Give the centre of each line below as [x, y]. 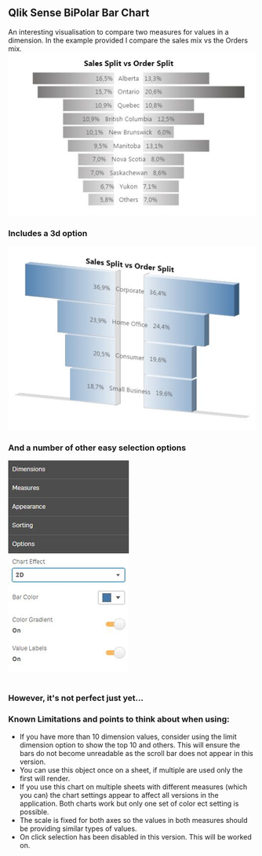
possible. [34, 812]
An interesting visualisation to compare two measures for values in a [118, 31]
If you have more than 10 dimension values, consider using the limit [128, 736]
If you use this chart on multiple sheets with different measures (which [133, 787]
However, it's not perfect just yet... [76, 698]
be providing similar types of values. [78, 828]
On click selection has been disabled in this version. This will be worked [136, 836]
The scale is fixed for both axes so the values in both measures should [133, 820]
